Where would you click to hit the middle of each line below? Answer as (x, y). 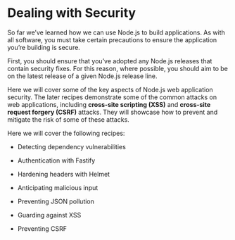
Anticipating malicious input (58, 187)
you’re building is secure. (44, 47)
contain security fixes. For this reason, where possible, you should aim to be (118, 68)
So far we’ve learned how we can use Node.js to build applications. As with (116, 32)
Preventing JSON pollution (56, 201)
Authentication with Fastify (56, 160)
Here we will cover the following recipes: (66, 133)
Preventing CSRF (42, 228)
